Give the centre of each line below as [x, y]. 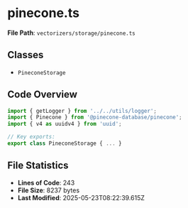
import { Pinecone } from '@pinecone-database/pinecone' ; [95, 117]
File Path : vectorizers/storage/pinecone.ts [72, 33]
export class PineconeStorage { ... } [65, 143]
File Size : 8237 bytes [49, 190]
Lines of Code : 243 [46, 182]
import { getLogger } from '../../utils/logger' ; [82, 111]
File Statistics [38, 166]
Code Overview [43, 95]
